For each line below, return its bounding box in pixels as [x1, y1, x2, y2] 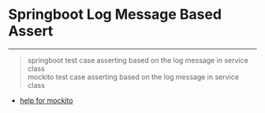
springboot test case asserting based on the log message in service [27, 55, 248, 64]
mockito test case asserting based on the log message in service [27, 72, 239, 82]
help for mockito [19, 96, 73, 105]
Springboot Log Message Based [8, 5, 222, 24]
